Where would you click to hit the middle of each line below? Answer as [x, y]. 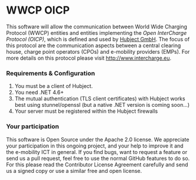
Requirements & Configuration [51, 73]
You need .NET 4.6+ [39, 93]
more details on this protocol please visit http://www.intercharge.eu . [89, 58]
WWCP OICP [38, 10]
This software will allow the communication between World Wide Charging [97, 27]
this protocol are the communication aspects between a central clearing [94, 45]
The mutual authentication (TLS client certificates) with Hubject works [100, 99]
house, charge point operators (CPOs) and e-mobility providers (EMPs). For [98, 51]
